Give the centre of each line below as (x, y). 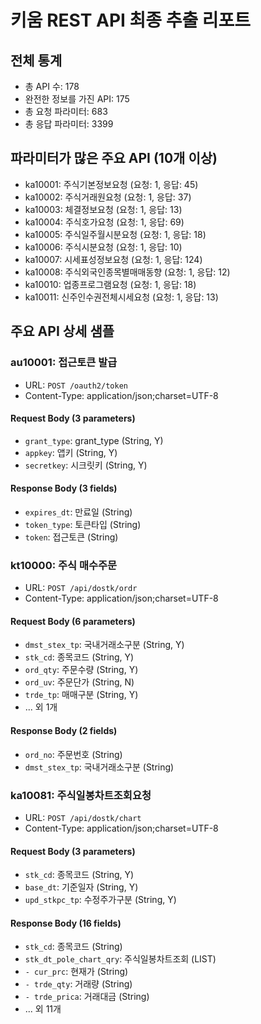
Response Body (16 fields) (66, 923)
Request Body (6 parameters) (73, 621)
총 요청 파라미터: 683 (66, 111)
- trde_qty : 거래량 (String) (78, 984)
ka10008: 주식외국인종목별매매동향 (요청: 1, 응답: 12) (127, 272)
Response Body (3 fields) (64, 488)
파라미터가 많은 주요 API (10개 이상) (114, 158)
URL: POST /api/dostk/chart (83, 817)
